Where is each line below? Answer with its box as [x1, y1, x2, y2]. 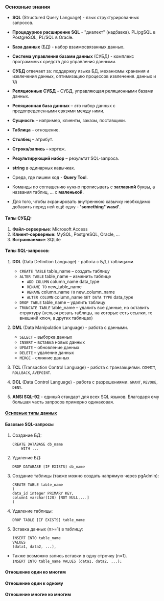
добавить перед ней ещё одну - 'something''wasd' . [12, 204, 121, 210]
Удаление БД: [12, 454, 42, 460]
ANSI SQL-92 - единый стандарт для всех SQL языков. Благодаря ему [12, 394, 160, 400]
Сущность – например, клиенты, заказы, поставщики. [12, 118, 126, 124]
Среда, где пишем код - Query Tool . [12, 175, 88, 180]
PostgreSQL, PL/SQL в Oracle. [12, 34, 73, 40]
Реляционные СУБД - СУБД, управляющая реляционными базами [12, 88, 154, 94]
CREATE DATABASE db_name [12, 442, 63, 447]
